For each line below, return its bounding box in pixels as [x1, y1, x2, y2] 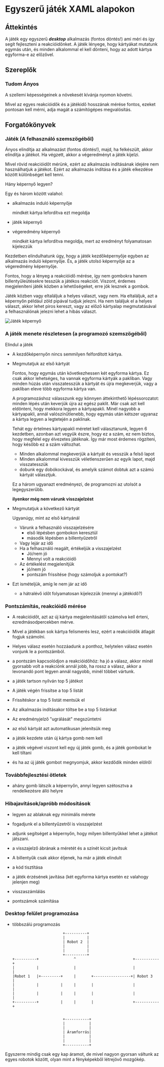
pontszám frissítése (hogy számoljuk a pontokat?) [26, 571, 128, 577]
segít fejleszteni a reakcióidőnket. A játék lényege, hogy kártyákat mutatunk [5, 41, 158, 47]
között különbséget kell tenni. [5, 172, 65, 178]
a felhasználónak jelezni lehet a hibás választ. [5, 308, 97, 315]
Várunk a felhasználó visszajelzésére [19, 524, 94, 530]
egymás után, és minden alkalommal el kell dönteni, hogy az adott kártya [5, 47, 152, 52]
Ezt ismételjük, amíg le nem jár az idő [12, 581, 87, 587]
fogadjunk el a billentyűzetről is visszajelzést [12, 821, 102, 827]
